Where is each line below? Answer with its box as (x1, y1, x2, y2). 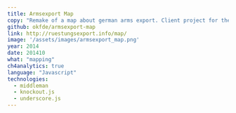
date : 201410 (7, 50, 46, 57)
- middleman (13, 82, 49, 89)
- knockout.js (13, 88, 55, 95)
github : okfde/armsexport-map (7, 23, 96, 30)
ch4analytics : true (7, 62, 65, 69)
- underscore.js (13, 95, 61, 102)
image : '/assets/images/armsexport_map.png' (7, 36, 140, 44)
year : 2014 (7, 43, 39, 50)
